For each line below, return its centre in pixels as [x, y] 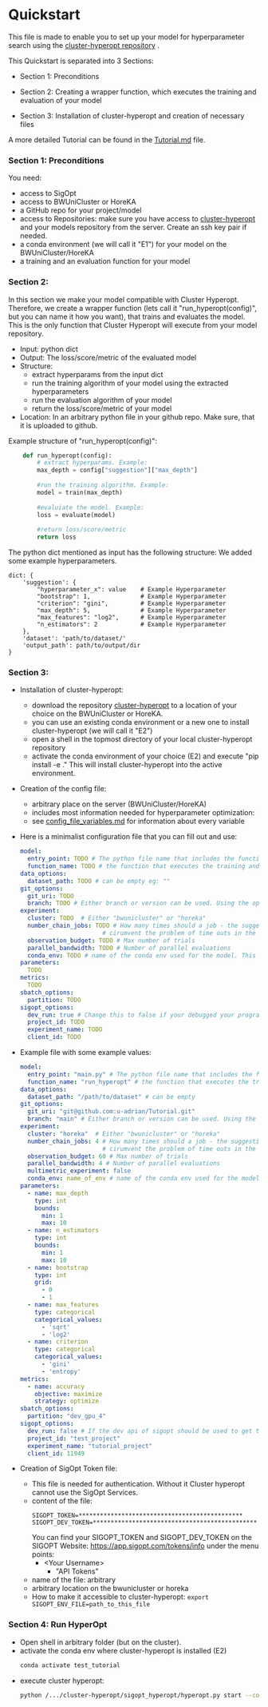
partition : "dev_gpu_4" [67, 1416]
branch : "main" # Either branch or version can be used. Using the [142, 1119]
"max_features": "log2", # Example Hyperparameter [132, 618]
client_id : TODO [54, 1037]
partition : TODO [54, 1000]
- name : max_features [63, 1305]
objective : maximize [69, 1394]
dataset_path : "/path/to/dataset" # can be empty [111, 1096]
